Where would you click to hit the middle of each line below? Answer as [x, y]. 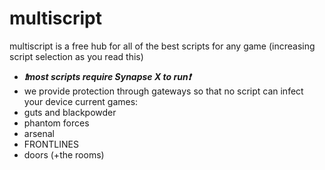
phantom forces [56, 123]
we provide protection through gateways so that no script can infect [163, 91]
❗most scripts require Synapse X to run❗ [107, 76]
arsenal [39, 133]
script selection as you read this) [76, 56]
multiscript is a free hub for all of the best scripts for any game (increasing [162, 46]
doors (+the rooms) [64, 154]
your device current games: [81, 101]
